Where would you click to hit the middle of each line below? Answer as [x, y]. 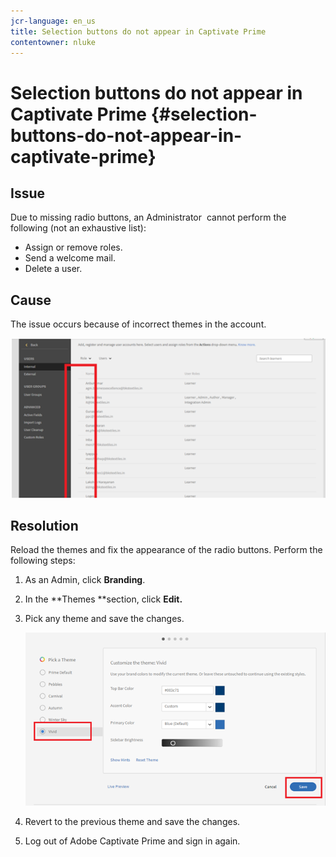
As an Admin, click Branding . [85, 580]
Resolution [44, 525]
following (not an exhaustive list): [78, 228]
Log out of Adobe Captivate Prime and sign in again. [132, 841]
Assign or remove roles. [73, 247]
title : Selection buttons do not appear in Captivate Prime [138, 31]
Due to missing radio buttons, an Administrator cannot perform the [148, 217]
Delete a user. [53, 269]
